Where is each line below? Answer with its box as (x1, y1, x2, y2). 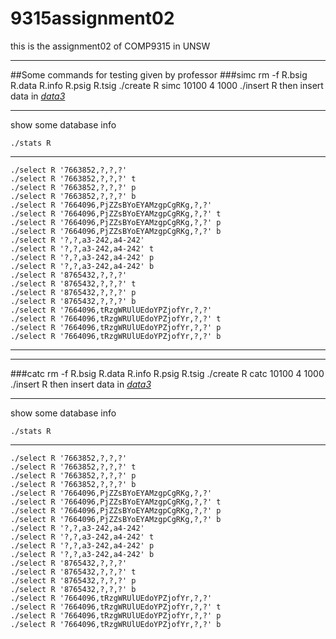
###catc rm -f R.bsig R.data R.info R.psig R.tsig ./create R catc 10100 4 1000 (10, 367, 325, 379)
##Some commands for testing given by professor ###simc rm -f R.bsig (10, 68, 308, 81)
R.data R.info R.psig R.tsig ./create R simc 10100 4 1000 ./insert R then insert (10, 79, 324, 91)
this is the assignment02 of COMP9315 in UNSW (10, 40, 211, 52)
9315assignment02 (10, 7, 175, 30)
